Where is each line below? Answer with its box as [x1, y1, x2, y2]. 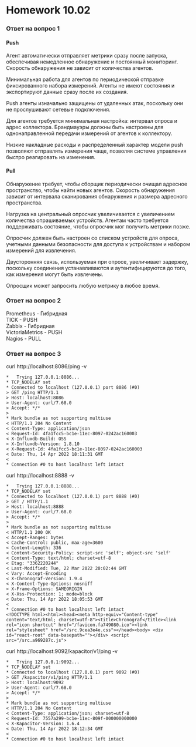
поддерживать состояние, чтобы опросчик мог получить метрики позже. [6, 223, 191, 230]
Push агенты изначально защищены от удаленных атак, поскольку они [6, 100, 183, 107]
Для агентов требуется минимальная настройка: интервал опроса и [6, 117, 177, 124]
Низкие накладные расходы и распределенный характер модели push [6, 142, 183, 149]
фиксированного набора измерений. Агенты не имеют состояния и [6, 82, 175, 89]
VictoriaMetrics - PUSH [6, 328, 63, 335]
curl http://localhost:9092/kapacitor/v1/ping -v [6, 648, 118, 655]
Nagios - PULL [6, 335, 42, 342]
